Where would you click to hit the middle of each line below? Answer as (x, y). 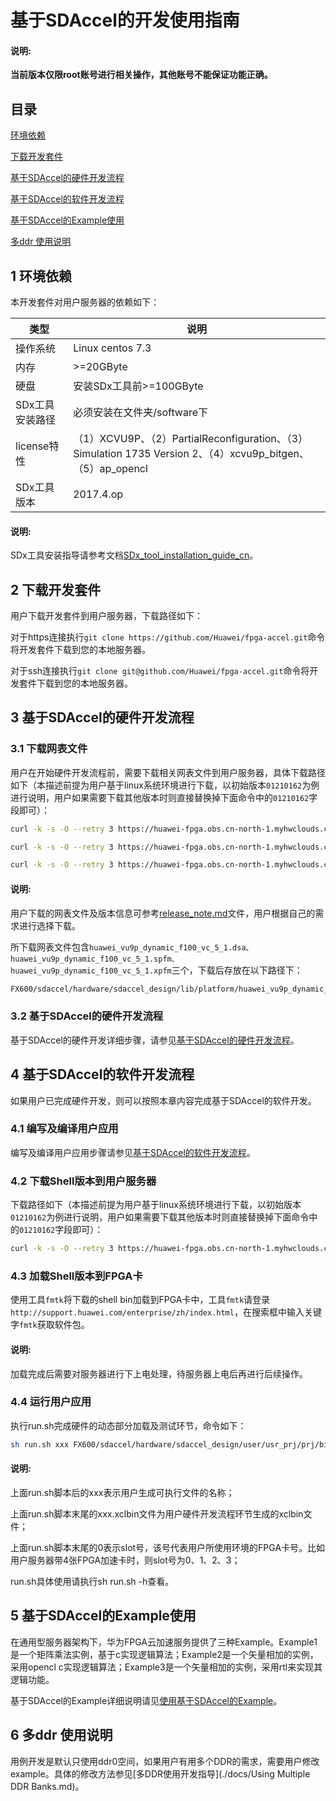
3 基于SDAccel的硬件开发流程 (102, 717)
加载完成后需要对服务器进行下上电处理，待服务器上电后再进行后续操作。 (159, 1373)
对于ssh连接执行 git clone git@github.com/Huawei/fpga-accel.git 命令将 (160, 671)
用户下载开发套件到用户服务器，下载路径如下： (106, 616)
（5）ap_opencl (110, 469)
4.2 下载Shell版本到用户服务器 (83, 1181)
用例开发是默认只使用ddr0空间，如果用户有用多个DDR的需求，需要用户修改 (165, 1761)
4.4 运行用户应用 (51, 1402)
